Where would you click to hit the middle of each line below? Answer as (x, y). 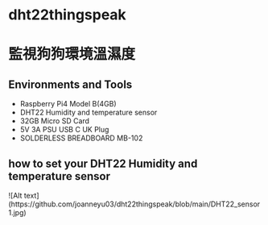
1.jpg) (17, 212)
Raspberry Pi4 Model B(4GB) (68, 104)
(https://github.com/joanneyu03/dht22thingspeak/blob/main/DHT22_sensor (134, 204)
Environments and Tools (70, 84)
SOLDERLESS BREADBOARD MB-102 (81, 138)
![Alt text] (24, 196)
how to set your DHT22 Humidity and (103, 163)
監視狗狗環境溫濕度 (72, 54)
